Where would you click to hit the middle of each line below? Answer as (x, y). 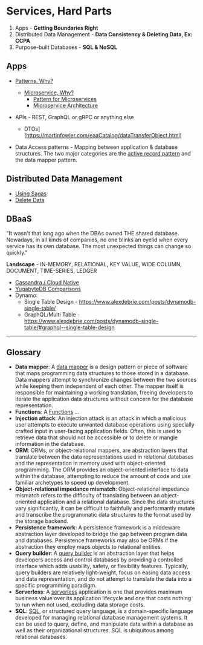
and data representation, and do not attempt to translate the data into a (103, 579)
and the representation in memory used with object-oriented (90, 463)
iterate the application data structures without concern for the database (104, 399)
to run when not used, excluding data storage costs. (80, 605)
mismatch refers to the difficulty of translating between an (87, 496)
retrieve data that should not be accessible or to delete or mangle (96, 437)
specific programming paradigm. (56, 586)
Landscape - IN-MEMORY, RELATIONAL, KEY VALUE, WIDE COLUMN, (94, 264)
